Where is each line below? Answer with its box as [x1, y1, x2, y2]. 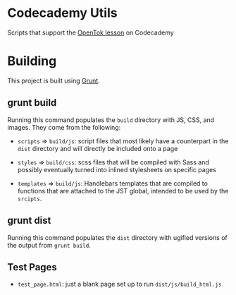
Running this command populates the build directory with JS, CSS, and [7, 115, 215, 124]
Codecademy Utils [7, 5, 118, 21]
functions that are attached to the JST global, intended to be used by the [17, 186, 229, 195]
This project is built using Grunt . [7, 76, 100, 85]
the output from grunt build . [7, 241, 92, 249]
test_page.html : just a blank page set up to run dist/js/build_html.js [17, 280, 222, 289]
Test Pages [7, 261, 58, 273]
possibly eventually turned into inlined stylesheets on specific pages [17, 165, 217, 174]
